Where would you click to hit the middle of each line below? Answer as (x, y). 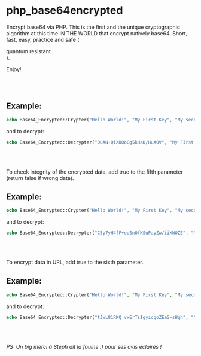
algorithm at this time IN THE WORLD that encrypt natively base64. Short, (97, 33)
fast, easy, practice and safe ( (43, 39)
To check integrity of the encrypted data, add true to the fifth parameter (95, 172)
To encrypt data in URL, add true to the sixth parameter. (75, 262)
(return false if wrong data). (40, 178)
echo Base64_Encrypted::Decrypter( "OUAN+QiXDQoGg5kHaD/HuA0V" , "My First (100, 142)
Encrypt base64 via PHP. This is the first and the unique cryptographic (93, 27)
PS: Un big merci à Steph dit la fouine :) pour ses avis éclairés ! (84, 346)
